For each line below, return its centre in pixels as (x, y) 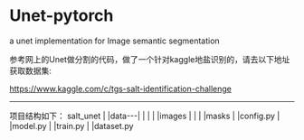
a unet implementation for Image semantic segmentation (114, 41)
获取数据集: (31, 70)
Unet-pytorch (62, 16)
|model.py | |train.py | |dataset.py (71, 126)
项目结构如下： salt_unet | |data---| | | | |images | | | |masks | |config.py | (145, 116)
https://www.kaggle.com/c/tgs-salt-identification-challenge (121, 89)
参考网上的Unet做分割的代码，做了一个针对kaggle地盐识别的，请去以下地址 (150, 59)
